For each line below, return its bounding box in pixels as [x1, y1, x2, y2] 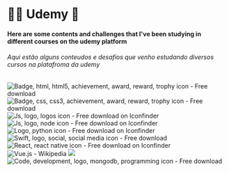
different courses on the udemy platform [7, 37, 127, 45]
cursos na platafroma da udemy [7, 61, 100, 69]
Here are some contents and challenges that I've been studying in [7, 29, 202, 38]
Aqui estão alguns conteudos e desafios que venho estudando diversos [7, 53, 214, 61]
